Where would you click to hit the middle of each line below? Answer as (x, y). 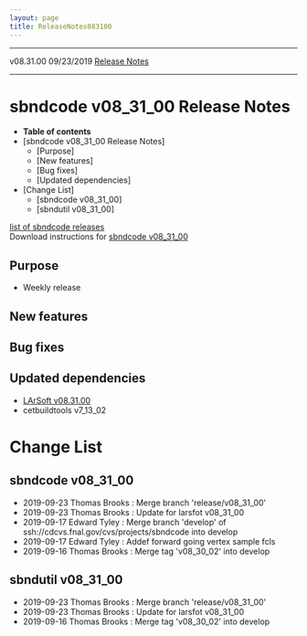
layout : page (34, 18)
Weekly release (52, 288)
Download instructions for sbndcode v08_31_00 (99, 237)
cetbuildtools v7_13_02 (64, 410)
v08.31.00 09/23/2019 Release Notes (79, 61)
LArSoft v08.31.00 (57, 400)
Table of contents (57, 132)
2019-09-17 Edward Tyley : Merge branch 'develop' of (124, 522)
